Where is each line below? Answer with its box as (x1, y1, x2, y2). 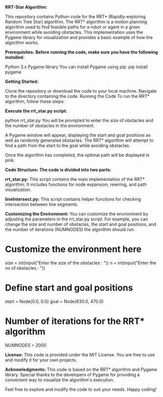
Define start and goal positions (5, 282, 133, 294)
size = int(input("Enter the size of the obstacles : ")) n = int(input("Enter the (5, 260, 157, 266)
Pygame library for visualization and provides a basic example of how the (5, 34, 153, 40)
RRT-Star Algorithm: (5, 4, 47, 10)
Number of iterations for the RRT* (5, 316, 145, 327)
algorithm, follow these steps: (5, 99, 65, 104)
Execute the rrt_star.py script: (5, 108, 68, 114)
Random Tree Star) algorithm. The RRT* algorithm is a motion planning (5, 19, 147, 25)
